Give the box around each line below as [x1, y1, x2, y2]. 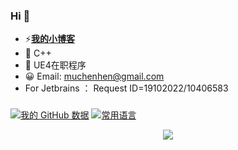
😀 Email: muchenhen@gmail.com [24, 70, 165, 83]
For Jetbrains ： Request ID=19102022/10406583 [24, 82, 229, 94]
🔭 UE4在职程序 [24, 59, 87, 71]
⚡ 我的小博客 [24, 33, 75, 45]
